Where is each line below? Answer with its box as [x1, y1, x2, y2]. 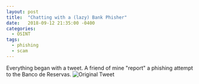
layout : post [6, 8, 39, 15]
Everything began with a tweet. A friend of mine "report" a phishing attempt [6, 64, 194, 71]
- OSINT [11, 31, 31, 37]
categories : [6, 25, 36, 32]
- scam [11, 48, 28, 54]
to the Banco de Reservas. [6, 70, 72, 78]
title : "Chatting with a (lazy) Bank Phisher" [6, 14, 128, 20]
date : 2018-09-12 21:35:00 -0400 [6, 20, 95, 26]
